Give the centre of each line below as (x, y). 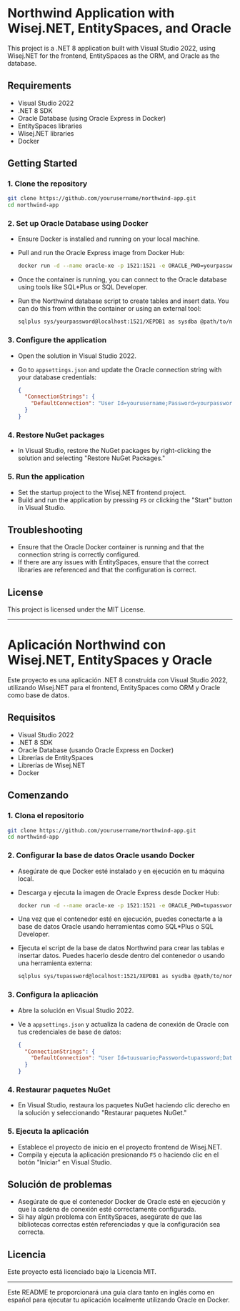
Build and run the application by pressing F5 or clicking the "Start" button (125, 500)
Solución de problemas (60, 1185)
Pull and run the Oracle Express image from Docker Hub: (101, 253)
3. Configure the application (57, 340)
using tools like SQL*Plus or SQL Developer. (82, 287)
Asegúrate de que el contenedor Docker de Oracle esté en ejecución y (122, 1202)
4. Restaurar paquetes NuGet (59, 1090)
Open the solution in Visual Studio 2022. (77, 356)
